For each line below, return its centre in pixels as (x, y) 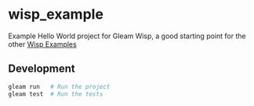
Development (42, 69)
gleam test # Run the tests (56, 94)
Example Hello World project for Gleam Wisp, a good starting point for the (127, 36)
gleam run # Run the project (59, 87)
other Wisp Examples (42, 44)
